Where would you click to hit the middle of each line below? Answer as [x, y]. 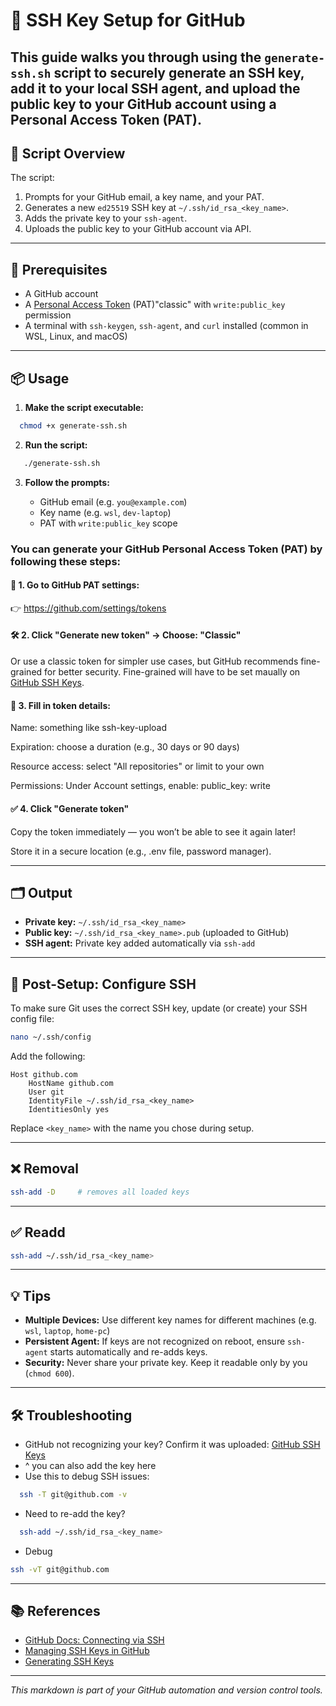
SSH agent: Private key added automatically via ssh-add [140, 943]
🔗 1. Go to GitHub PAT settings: [75, 585]
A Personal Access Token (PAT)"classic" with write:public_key [155, 305]
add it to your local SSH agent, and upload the [155, 88]
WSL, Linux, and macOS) [76, 336]
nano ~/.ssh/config [51, 1037]
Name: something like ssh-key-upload [89, 728]
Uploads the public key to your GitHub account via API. [138, 229]
